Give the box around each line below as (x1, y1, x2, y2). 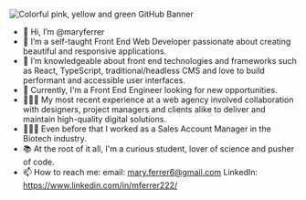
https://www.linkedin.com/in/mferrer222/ (22, 180, 178, 191)
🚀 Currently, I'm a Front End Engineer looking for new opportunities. (22, 85, 278, 95)
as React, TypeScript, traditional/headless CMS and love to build (22, 65, 265, 76)
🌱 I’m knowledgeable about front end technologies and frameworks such (22, 56, 297, 66)
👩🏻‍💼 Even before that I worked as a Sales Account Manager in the (22, 123, 271, 134)
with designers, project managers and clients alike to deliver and (22, 104, 266, 114)
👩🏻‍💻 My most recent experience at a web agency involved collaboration (22, 94, 294, 105)
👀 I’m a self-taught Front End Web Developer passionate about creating (22, 37, 291, 47)
